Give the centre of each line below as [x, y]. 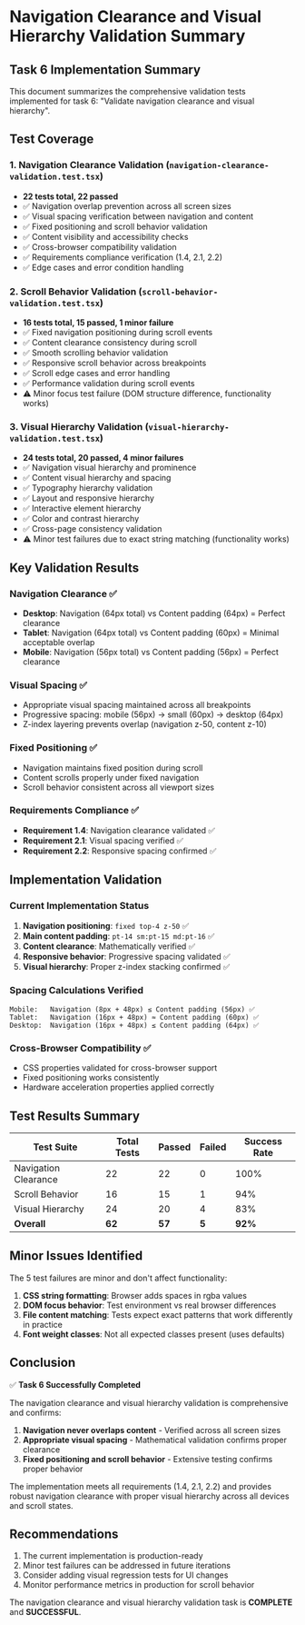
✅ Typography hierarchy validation [88, 488]
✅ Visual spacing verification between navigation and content [138, 216]
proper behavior [53, 1469]
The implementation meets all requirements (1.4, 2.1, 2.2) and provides [141, 1486]
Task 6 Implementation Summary [105, 70]
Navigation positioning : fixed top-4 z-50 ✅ [106, 925]
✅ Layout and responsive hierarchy [88, 498]
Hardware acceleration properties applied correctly [118, 1087]
